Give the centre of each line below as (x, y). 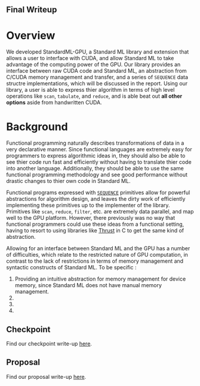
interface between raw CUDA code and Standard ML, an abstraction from (96, 71)
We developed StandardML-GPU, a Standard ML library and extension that (98, 52)
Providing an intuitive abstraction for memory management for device (100, 279)
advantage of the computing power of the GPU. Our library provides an (93, 64)
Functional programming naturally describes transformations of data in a (95, 143)
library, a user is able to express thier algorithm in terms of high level (90, 90)
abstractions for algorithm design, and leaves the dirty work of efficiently (96, 199)
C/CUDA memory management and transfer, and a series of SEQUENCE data (97, 77)
